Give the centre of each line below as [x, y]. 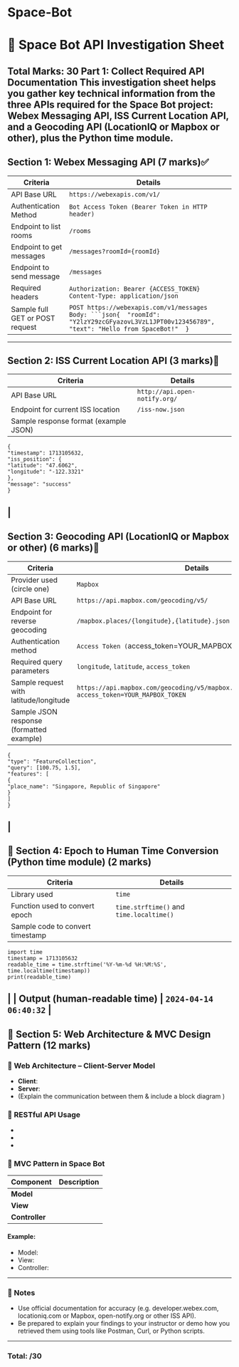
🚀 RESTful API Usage [44, 1114]
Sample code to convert [51, 926]
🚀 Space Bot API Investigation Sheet [116, 45]
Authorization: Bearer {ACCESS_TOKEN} [134, 289]
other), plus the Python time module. [90, 138]
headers [25, 296]
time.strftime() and [150, 907]
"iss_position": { [34, 459]
